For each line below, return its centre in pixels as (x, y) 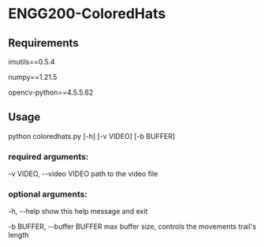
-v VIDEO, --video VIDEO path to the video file (83, 174)
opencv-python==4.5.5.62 (51, 92)
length (19, 235)
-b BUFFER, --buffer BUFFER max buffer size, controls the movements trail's (132, 226)
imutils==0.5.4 (32, 62)
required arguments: (48, 156)
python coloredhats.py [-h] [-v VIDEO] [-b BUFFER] (92, 136)
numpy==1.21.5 (33, 77)
